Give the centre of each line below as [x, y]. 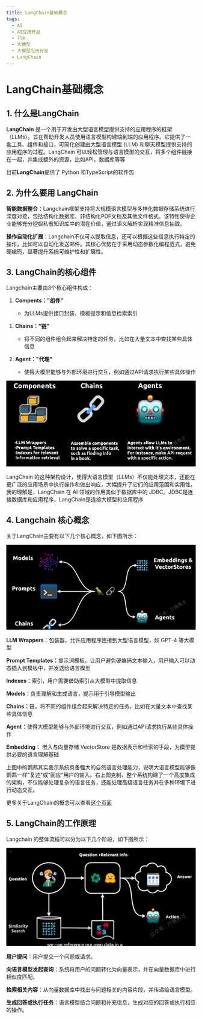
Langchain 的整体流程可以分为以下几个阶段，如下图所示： [78, 839]
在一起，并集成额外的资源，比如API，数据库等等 [66, 159]
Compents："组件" [39, 300]
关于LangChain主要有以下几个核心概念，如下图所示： [72, 536]
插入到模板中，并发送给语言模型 [51, 667]
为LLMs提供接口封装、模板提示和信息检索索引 [81, 314]
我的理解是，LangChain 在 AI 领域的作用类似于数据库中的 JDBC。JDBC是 [97, 492]
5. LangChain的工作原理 [51, 824]
